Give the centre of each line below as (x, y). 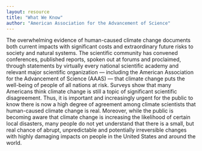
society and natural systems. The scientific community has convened (92, 53)
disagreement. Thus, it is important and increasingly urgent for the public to (100, 98)
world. (14, 143)
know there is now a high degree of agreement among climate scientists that (101, 104)
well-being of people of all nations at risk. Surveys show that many (89, 85)
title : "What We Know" (35, 18)
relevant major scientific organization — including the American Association (100, 72)
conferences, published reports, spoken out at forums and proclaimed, (94, 59)
